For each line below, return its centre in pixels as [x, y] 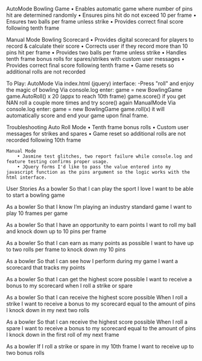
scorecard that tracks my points [46, 267]
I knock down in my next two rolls [48, 310]
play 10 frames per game [37, 213]
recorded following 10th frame [44, 140]
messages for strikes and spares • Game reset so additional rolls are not [96, 133]
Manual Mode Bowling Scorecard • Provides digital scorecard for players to [100, 40]
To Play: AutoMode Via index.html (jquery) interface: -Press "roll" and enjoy [100, 83]
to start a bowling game [36, 195]
